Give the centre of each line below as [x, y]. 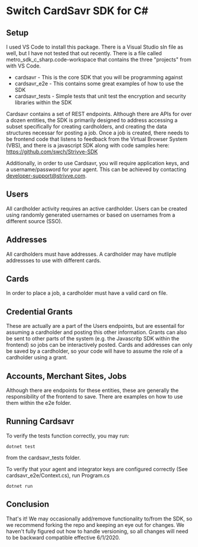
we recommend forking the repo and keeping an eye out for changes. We [95, 525]
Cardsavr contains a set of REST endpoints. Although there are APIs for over [99, 114]
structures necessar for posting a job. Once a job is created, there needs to [98, 133]
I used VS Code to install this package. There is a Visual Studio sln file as [95, 47]
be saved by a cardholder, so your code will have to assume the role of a [95, 351]
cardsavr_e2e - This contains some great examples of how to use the [99, 83]
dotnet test [21, 446]
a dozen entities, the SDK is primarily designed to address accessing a [92, 120]
